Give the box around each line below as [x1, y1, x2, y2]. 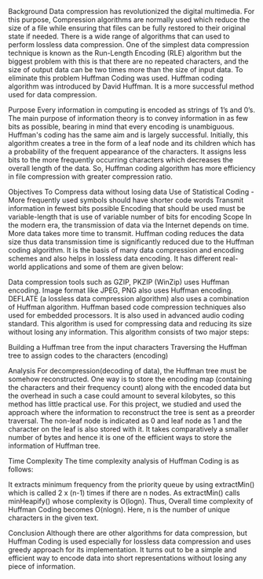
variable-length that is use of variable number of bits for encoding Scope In [8, 212, 252, 221]
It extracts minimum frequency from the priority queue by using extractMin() [8, 480, 255, 489]
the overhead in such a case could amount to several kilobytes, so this [8, 391, 236, 400]
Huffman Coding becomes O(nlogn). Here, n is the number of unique [8, 505, 230, 514]
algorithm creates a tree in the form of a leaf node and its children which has [8, 139, 256, 147]
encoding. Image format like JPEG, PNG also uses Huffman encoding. [8, 286, 234, 295]
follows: [8, 464, 34, 474]
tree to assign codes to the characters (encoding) [8, 351, 169, 360]
